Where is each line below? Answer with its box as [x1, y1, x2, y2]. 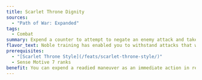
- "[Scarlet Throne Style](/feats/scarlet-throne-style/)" [11, 54, 163, 60]
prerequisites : [6, 48, 44, 54]
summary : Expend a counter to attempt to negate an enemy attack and [6, 37, 185, 43]
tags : [6, 25, 20, 32]
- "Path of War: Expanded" [11, 20, 79, 26]
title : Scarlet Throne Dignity [6, 8, 85, 15]
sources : [6, 14, 28, 20]
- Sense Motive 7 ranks [11, 59, 71, 65]
